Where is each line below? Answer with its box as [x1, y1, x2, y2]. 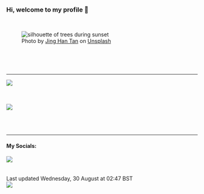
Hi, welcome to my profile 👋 [6, 5, 89, 14]
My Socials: [6, 142, 37, 149]
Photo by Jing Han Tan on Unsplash [21, 38, 111, 45]
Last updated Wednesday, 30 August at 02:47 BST [6, 175, 134, 182]
